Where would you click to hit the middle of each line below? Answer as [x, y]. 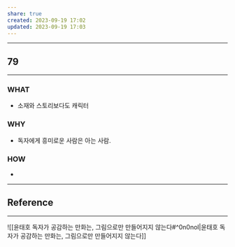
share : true [24, 14]
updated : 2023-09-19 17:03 [47, 27]
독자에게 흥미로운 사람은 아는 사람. [64, 140]
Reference [30, 203]
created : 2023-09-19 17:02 [47, 20]
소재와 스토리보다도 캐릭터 [53, 106]
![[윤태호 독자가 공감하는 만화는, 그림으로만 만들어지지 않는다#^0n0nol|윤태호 [113, 227]
